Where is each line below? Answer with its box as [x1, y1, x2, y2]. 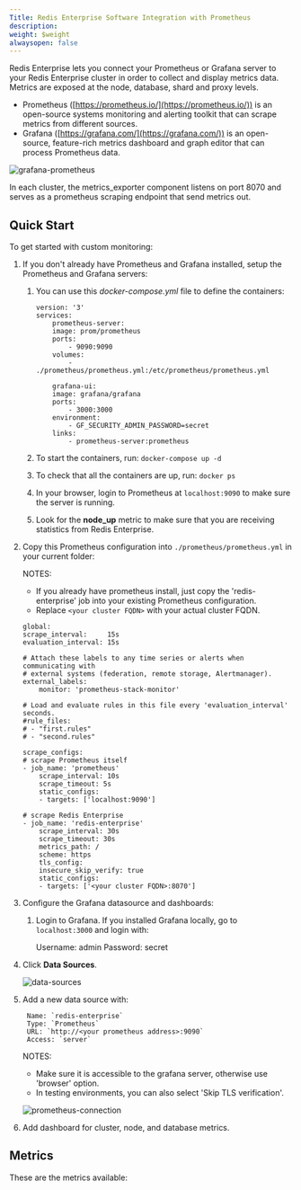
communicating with [22, 662, 96, 670]
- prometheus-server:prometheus [67, 437, 190, 446]
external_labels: [22, 678, 88, 687]
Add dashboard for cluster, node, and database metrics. [22, 1123, 230, 1133]
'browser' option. [35, 1078, 100, 1088]
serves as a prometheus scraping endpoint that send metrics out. [9, 191, 252, 202]
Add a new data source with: [22, 994, 128, 1005]
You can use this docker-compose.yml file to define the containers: [35, 286, 285, 297]
